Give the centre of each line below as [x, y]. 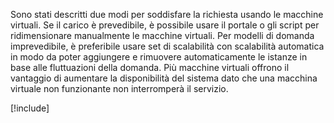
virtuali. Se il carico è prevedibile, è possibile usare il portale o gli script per [165, 25]
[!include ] [30, 108]
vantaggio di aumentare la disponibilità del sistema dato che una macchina [164, 78]
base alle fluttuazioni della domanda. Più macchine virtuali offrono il [150, 67]
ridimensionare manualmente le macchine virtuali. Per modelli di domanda [162, 35]
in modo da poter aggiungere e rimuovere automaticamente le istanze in [159, 57]
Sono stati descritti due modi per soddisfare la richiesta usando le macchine [167, 14]
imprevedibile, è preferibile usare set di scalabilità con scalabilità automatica [167, 46]
